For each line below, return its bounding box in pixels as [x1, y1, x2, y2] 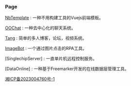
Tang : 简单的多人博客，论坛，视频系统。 [5, 35, 87, 41]
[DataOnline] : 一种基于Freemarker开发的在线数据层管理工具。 [5, 66, 130, 72]
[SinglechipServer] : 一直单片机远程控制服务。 [5, 56, 97, 61]
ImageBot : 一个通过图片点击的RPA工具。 [5, 46, 87, 51]
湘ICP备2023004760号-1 [5, 76, 55, 82]
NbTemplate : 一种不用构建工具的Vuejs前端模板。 [5, 15, 103, 21]
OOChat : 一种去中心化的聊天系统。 [5, 25, 76, 31]
